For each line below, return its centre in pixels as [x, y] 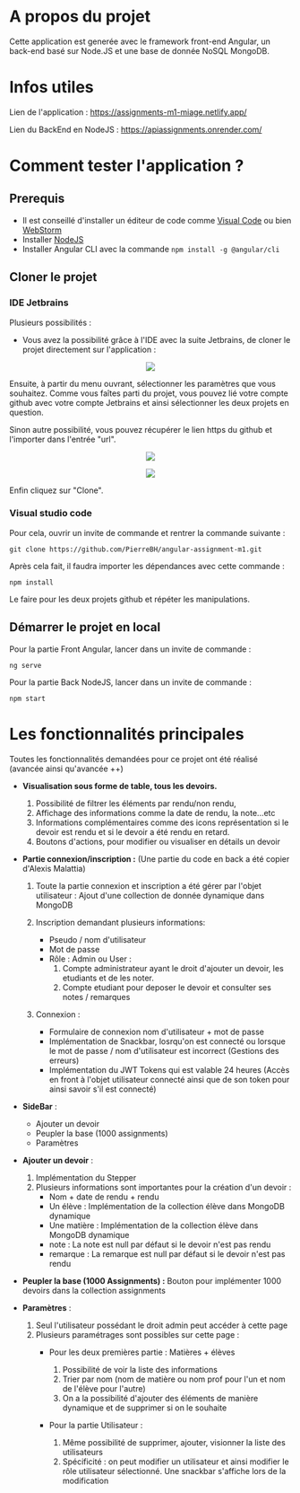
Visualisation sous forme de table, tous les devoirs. [120, 786]
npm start [28, 698]
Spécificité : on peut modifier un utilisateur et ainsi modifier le [176, 1462]
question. [27, 412]
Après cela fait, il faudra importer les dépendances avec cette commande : [147, 566]
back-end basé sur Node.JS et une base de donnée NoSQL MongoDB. [140, 50]
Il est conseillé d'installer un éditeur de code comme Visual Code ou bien [157, 220]
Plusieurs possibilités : [51, 322]
